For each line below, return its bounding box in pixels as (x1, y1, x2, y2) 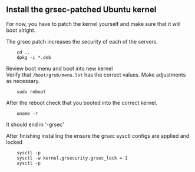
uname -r (16, 110, 38, 117)
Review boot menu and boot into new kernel (6, 65, 113, 72)
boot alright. (6, 27, 36, 34)
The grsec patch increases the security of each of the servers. (6, 38, 158, 45)
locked (6, 138, 22, 145)
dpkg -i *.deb (16, 54, 51, 61)
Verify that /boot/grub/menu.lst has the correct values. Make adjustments (6, 71, 186, 78)
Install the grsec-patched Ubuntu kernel (6, 5, 157, 15)
